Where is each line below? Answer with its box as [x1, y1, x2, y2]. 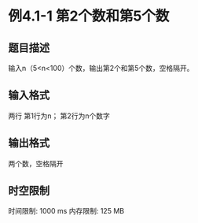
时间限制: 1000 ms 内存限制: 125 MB [8, 206, 124, 216]
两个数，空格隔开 [8, 158, 64, 168]
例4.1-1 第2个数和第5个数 [8, 7, 170, 25]
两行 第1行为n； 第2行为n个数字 [8, 111, 110, 121]
